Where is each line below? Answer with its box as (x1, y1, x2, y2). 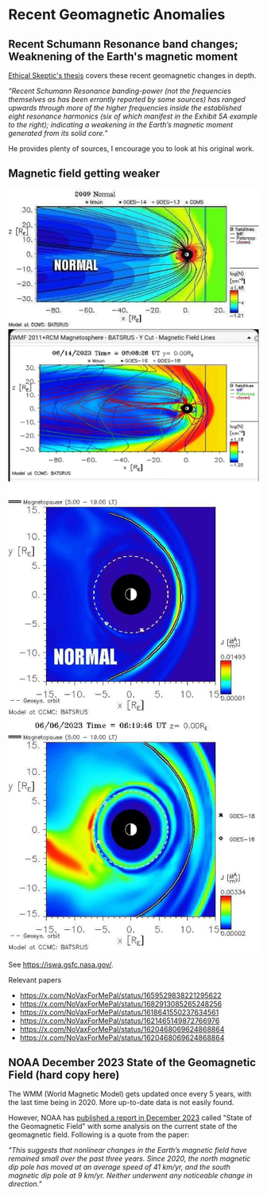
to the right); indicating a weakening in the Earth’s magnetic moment (8, 120, 234, 129)
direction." (8, 1179, 42, 1189)
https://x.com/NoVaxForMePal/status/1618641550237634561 (19, 1007, 219, 1017)
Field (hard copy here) (8, 1068, 120, 1081)
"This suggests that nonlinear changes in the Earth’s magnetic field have (8, 1146, 248, 1155)
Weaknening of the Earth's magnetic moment (8, 49, 238, 63)
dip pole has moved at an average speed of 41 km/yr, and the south (8, 1162, 230, 1172)
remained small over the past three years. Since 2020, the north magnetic (8, 1154, 251, 1163)
